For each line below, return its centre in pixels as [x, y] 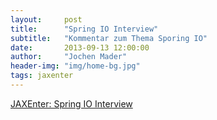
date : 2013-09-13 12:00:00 [80, 47]
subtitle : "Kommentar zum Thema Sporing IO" [109, 38]
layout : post [46, 19]
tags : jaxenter [42, 76]
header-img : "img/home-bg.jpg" [75, 66]
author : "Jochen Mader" [69, 57]
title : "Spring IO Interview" [84, 29]
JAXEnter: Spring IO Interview [71, 103]
